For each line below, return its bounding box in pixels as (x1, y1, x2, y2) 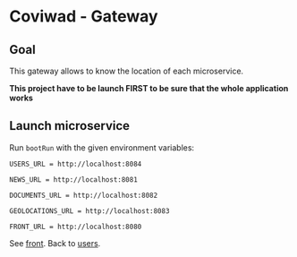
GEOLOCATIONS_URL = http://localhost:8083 (9, 206, 170, 216)
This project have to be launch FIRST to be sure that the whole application (9, 83, 289, 93)
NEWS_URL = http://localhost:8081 (9, 175, 139, 184)
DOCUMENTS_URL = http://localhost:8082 (9, 191, 158, 200)
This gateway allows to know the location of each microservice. (9, 65, 244, 76)
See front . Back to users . (9, 237, 101, 248)
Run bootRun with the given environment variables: (9, 141, 195, 153)
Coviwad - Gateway (9, 6, 158, 27)
